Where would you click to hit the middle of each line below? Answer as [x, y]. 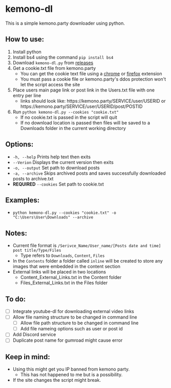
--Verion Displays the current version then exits [63, 162]
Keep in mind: [28, 357]
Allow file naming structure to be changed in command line [75, 317]
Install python [27, 51]
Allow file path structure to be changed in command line [79, 323]
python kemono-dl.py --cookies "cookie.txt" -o [64, 213]
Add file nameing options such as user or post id [71, 329]
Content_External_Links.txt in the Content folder [71, 278]
